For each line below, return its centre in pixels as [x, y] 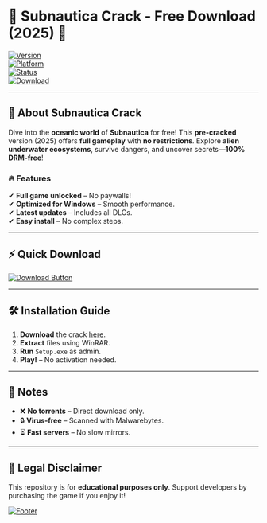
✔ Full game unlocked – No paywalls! [70, 196]
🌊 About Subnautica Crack [75, 113]
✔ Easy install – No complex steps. [66, 221]
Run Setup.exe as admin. [60, 351]
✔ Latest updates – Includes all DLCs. [70, 213]
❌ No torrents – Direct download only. [82, 411]
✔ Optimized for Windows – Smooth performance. [92, 204]
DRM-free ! [26, 158]
